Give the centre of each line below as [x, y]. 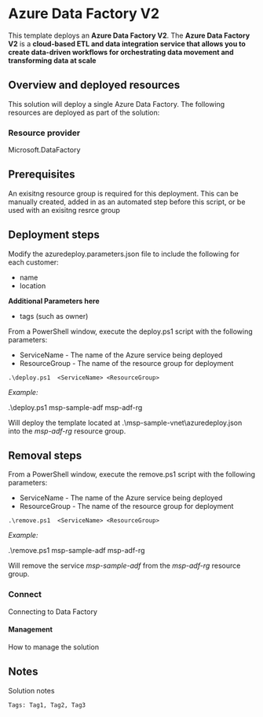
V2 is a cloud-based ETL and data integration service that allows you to [127, 43]
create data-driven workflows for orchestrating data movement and [121, 52]
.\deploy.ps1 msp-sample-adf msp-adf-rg [75, 407]
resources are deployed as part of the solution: [84, 112]
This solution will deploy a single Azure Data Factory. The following [117, 104]
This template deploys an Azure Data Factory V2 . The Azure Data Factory [129, 35]
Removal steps [45, 456]
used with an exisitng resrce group [64, 210]
